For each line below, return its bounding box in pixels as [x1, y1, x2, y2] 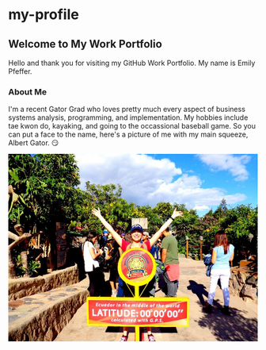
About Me [8, 86, 47, 97]
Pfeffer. [8, 67, 32, 76]
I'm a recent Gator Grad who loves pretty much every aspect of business [8, 105, 245, 114]
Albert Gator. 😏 [8, 138, 59, 148]
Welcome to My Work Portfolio [8, 37, 162, 51]
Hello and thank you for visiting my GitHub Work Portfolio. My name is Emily [8, 58, 256, 67]
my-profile [8, 6, 79, 24]
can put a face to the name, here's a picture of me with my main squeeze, [8, 129, 249, 140]
